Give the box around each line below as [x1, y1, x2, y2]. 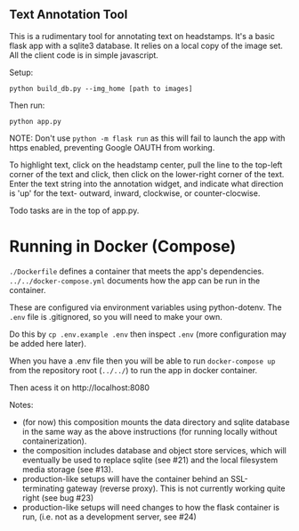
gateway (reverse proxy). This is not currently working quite [66, 483, 286, 494]
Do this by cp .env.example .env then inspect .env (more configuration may [9, 329, 287, 339]
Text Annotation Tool [9, 7, 128, 22]
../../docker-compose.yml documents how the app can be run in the [9, 275, 261, 286]
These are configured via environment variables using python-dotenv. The [9, 302, 282, 313]
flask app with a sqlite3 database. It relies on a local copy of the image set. [9, 40, 283, 51]
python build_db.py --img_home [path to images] [9, 84, 193, 93]
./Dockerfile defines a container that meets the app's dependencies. [9, 265, 264, 276]
